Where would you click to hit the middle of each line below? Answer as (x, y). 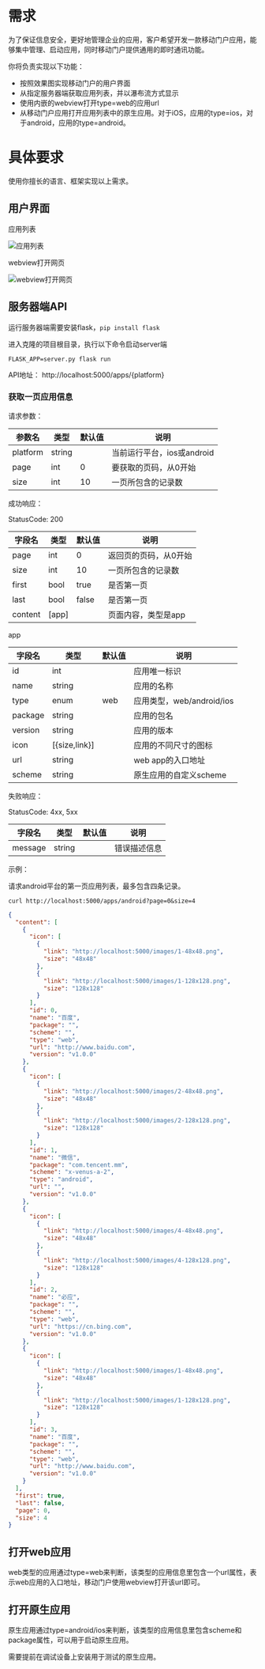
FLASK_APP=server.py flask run (60, 359)
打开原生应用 (39, 1609)
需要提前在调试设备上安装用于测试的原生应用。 (84, 1656)
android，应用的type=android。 (78, 123)
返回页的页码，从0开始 (150, 555)
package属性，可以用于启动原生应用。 (71, 1640)
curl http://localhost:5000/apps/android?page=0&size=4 (102, 901)
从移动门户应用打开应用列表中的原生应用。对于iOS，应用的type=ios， (133, 112)
